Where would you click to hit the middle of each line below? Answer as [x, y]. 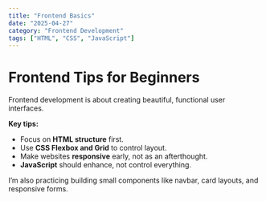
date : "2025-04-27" [41, 23]
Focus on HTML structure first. [72, 139]
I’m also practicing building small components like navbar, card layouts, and [133, 180]
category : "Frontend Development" [66, 30]
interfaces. [26, 108]
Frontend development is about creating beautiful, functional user [117, 100]
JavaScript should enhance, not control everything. [105, 165]
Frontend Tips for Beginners [104, 78]
